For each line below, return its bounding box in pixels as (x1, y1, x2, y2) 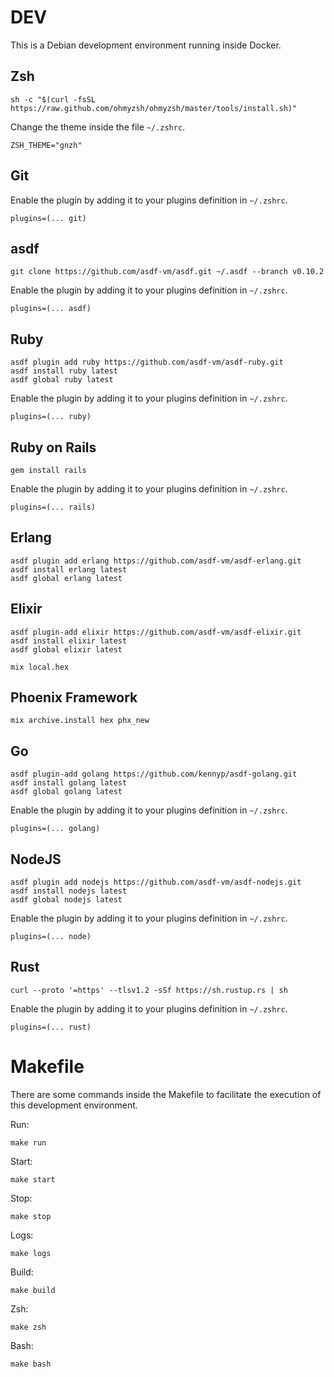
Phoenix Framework (10, 689, 138, 706)
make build (10, 1285, 56, 1295)
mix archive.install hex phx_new (10, 716, 150, 726)
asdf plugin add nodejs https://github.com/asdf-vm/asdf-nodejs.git (10, 877, 302, 888)
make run (10, 1137, 47, 1148)
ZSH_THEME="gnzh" (10, 140, 83, 150)
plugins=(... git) (10, 213, 87, 223)
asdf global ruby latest (10, 375, 114, 385)
